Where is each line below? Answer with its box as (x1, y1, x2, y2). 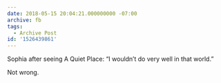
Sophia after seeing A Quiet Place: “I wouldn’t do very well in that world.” (7, 55, 214, 63)
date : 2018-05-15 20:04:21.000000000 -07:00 (7, 10, 137, 17)
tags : (7, 23, 23, 30)
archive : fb (7, 17, 41, 24)
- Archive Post (13, 29, 57, 37)
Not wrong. (7, 68, 39, 77)
